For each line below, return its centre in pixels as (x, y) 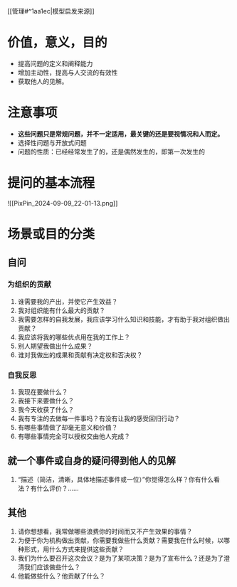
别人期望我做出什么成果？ (55, 346)
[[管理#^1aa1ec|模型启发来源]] (51, 11)
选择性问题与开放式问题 (52, 142)
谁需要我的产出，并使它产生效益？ (68, 301)
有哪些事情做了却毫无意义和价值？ (68, 427)
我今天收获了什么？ (46, 409)
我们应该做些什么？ (52, 567)
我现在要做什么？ (43, 391)
